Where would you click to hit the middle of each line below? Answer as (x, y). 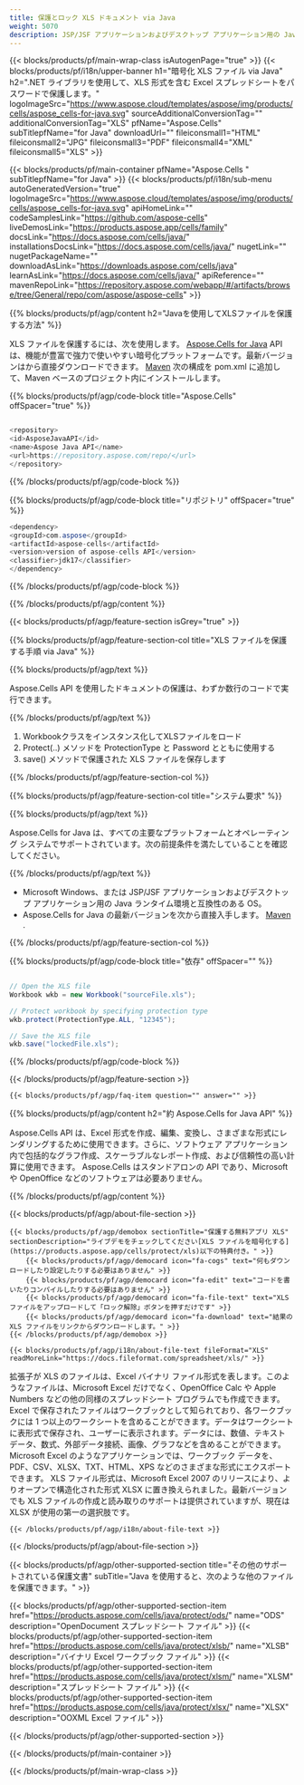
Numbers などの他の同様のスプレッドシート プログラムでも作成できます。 (147, 1399)
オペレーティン (261, 833)
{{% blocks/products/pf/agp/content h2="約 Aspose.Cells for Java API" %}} (151, 1114)
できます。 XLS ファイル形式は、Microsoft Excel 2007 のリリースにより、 (146, 1479)
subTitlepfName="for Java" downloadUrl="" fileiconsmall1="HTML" (135, 133)
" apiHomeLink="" (159, 208)
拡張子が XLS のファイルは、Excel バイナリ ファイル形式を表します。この (146, 1376)
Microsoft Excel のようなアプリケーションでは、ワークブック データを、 (143, 1456)
